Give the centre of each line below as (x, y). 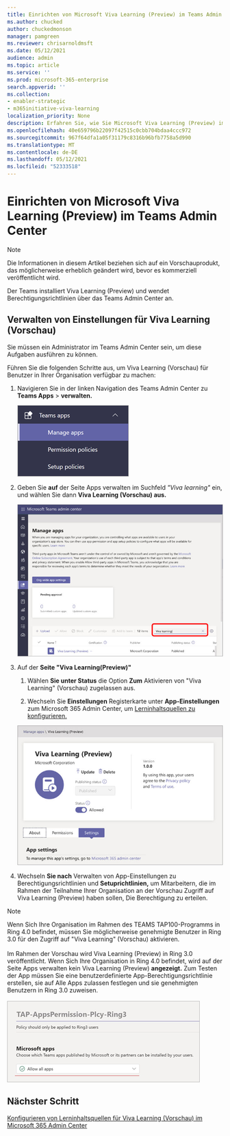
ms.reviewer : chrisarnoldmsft (50, 44)
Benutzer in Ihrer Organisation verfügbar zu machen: (81, 375)
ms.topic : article (33, 65)
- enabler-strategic (37, 102)
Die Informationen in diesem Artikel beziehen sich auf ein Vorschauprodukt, (114, 263)
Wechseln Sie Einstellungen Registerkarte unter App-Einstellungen (123, 701)
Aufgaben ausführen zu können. (52, 354)
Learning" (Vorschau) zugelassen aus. (81, 688)
